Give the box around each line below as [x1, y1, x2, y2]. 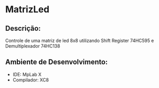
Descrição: [5, 24, 41, 33]
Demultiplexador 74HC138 [5, 43, 60, 49]
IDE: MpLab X [12, 71, 42, 77]
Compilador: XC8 [12, 77, 49, 83]
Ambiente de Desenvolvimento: [5, 58, 108, 67]
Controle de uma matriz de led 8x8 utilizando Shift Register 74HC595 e [5, 37, 154, 43]
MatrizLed [5, 4, 49, 15]
